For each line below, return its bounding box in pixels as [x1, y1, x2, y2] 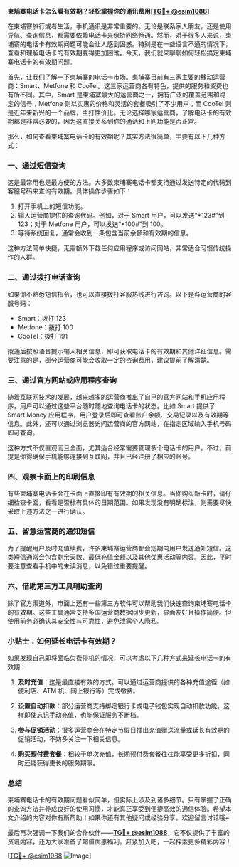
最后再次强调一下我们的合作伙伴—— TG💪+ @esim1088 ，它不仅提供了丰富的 [7, 829, 230, 837]
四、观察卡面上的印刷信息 [7, 472, 95, 482]
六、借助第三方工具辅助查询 [7, 581, 102, 591]
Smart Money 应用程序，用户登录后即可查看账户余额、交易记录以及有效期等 [7, 410, 230, 419]
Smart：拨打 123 [17, 314, 66, 322]
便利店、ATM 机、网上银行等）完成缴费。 [17, 686, 139, 696]
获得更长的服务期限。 [36, 759, 100, 767]
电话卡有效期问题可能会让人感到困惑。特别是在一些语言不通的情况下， [26, 40, 232, 48]
